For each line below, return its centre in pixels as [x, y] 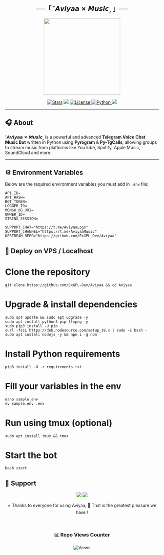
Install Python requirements [63, 354]
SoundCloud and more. [28, 153]
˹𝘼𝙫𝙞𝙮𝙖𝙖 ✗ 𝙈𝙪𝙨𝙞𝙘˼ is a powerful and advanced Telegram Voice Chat [75, 137]
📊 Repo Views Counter [82, 535]
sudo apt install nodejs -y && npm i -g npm [51, 334]
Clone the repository [48, 272]
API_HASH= [15, 198]
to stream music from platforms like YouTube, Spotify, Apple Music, [73, 147]
